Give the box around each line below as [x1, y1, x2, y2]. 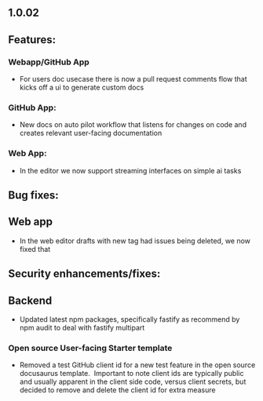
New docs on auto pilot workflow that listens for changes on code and [19, 120, 247, 129]
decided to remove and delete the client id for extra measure [19, 385, 216, 395]
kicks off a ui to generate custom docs [19, 82, 144, 93]
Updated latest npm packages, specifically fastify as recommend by [19, 315, 240, 324]
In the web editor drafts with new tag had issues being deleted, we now [19, 235, 251, 246]
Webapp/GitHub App [8, 57, 90, 67]
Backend [8, 293, 53, 307]
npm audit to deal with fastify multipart [19, 323, 145, 333]
